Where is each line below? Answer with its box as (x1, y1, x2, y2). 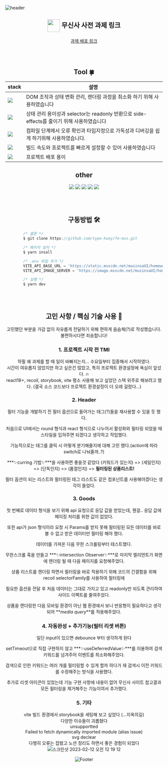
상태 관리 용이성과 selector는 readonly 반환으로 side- (25, 110, 147, 117)
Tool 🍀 (73, 68, 94, 76)
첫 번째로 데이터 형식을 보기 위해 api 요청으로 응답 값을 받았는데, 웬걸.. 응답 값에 (6, 507, 161, 513)
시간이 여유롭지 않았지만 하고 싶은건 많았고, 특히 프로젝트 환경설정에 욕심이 (6, 365, 152, 371)
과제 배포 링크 (70, 38, 97, 44)
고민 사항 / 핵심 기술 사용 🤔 (45, 312, 122, 320)
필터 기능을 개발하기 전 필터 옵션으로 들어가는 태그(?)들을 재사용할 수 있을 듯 (7, 409, 155, 415)
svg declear (71, 734, 96, 740)
